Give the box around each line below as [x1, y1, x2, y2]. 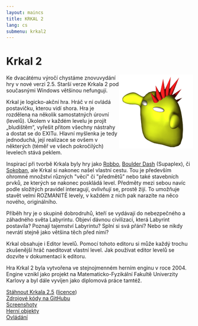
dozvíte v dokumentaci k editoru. [6, 253, 87, 260]
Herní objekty [6, 308, 40, 315]
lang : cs [6, 22, 28, 28]
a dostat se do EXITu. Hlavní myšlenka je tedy [6, 130, 117, 137]
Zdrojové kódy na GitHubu [6, 295, 71, 302]
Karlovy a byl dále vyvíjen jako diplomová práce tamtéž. [6, 277, 142, 284]
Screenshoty [6, 301, 37, 308]
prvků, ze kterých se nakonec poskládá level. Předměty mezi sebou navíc [6, 179, 186, 186]
